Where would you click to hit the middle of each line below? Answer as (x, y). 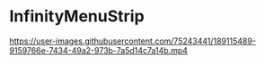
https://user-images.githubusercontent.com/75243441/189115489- (132, 41)
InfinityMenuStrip (77, 16)
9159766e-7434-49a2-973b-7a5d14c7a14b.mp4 (99, 50)
